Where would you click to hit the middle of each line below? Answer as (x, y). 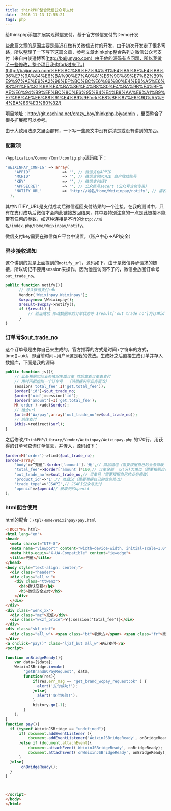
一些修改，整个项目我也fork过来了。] (47, 65)
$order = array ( (20, 460)
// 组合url (25, 410)
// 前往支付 (25, 420)
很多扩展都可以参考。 (27, 120)
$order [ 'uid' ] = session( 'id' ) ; (47, 396)
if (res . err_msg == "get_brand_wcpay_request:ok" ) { (89, 681)
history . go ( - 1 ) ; (50, 705)
